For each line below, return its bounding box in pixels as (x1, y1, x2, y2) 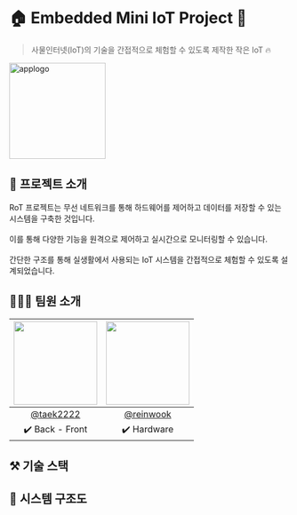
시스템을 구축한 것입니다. (9, 213, 95, 224)
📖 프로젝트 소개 (9, 177, 87, 192)
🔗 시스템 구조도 (9, 491, 87, 507)
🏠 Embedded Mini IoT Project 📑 (9, 8, 247, 28)
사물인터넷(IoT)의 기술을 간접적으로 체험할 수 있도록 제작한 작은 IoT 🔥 (30, 44, 271, 55)
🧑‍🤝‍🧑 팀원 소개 (9, 294, 82, 309)
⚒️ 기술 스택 (9, 458, 69, 473)
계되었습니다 (9, 265, 53, 276)
